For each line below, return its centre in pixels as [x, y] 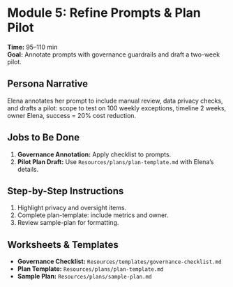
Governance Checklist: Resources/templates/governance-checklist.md [119, 262]
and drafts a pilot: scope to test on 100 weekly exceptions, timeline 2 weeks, [117, 108]
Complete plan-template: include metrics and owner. [93, 215]
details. [28, 169]
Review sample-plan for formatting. [68, 223]
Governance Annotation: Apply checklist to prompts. [94, 154]
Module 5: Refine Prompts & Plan [104, 13]
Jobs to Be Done [44, 138]
